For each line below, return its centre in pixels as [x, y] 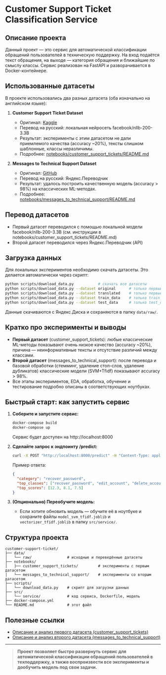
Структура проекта [37, 537]
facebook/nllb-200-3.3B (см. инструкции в [57, 232]
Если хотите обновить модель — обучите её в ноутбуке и [81, 512]
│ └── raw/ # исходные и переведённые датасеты [74, 557]
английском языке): [26, 103]
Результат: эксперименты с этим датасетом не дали [75, 138]
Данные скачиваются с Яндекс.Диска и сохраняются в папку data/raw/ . [82, 312]
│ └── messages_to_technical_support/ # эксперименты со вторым [78, 575]
